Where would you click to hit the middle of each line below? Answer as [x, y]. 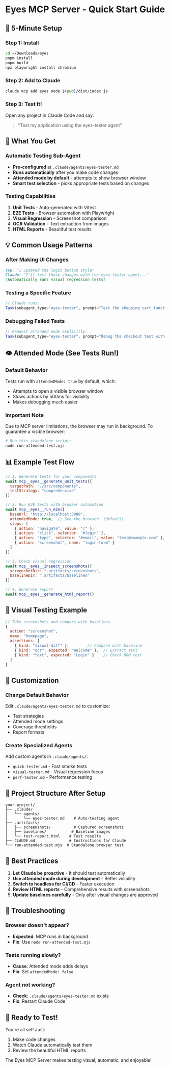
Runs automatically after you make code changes [65, 172]
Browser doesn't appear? [37, 925]
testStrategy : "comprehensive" [43, 491]
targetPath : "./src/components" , [45, 486]
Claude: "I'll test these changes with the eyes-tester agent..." [77, 275]
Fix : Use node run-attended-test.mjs [51, 942]
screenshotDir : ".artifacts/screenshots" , [55, 571]
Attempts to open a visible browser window [58, 391]
